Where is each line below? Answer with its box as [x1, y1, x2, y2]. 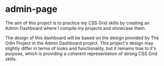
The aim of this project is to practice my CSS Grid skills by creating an [5, 20, 149, 26]
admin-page [5, 3, 58, 15]
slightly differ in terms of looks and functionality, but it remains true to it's [5, 45, 156, 51]
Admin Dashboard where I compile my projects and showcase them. [5, 25, 146, 31]
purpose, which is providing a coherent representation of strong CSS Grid [5, 51, 157, 57]
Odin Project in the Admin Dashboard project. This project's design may [5, 40, 154, 46]
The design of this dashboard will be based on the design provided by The [5, 35, 159, 41]
